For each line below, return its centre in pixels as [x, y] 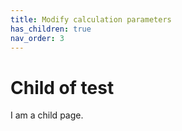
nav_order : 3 [37, 38]
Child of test [62, 87]
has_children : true [51, 29]
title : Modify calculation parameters [91, 19]
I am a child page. [47, 115]
